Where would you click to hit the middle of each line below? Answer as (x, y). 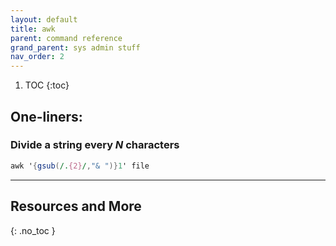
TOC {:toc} (47, 85)
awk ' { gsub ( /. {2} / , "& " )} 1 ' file (80, 166)
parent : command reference (66, 38)
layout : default (44, 19)
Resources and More (76, 206)
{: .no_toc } (33, 230)
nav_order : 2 (37, 57)
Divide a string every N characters (95, 145)
